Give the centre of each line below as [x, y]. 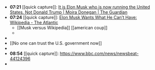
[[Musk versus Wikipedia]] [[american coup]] [62, 28]
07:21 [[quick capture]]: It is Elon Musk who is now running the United [80, 7]
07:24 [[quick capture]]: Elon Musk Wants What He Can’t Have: [73, 17]
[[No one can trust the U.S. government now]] [56, 43]
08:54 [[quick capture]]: [34, 53]
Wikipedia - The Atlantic [34, 22]
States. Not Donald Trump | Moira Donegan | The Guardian [68, 12]
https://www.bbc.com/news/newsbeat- [99, 53]
